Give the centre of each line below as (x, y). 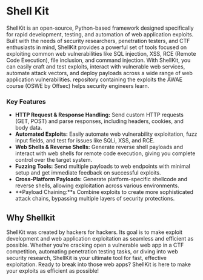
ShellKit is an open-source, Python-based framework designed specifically (100, 28)
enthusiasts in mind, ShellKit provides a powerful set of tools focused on (97, 47)
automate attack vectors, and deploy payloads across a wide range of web (99, 73)
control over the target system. (54, 160)
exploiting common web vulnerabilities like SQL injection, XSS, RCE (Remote (101, 53)
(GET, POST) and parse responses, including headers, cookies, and (99, 121)
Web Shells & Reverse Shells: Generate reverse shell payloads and (99, 147)
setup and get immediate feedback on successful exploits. (88, 173)
